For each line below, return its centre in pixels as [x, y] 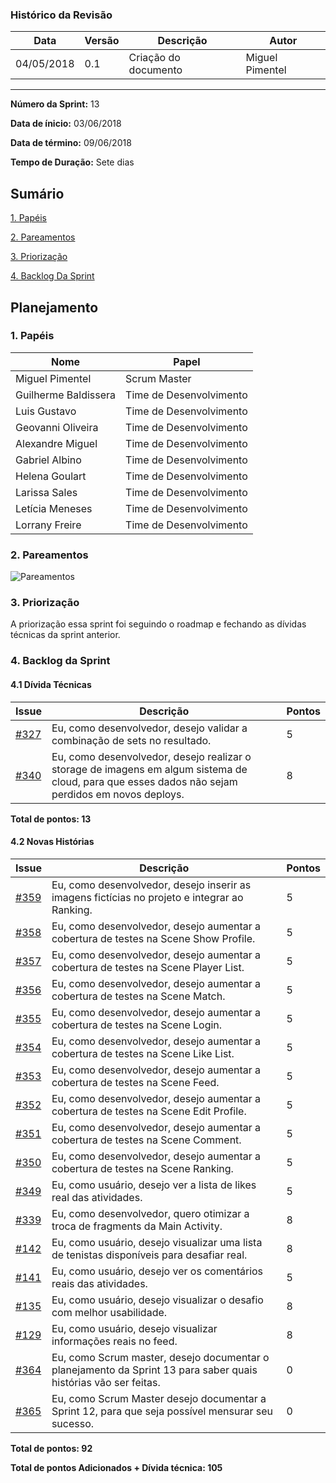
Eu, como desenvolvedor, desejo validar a [149, 728]
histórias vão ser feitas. [106, 1382]
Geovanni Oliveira [57, 427]
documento [155, 70]
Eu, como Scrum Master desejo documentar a [159, 1398]
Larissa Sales [46, 492]
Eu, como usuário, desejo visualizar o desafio [157, 1300]
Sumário [37, 193]
